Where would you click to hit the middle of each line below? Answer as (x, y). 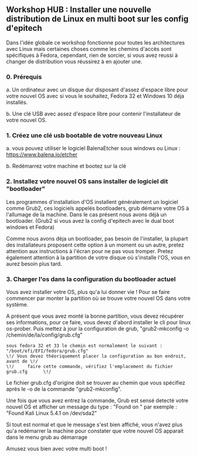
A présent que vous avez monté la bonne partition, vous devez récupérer (95, 316)
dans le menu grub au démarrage (47, 437)
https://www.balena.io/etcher (42, 155)
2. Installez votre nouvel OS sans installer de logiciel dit (87, 181)
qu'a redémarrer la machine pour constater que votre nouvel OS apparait (95, 431)
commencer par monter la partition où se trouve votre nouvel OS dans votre (98, 298)
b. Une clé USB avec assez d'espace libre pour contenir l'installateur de (93, 114)
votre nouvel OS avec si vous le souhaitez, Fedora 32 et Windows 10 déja (95, 96)
